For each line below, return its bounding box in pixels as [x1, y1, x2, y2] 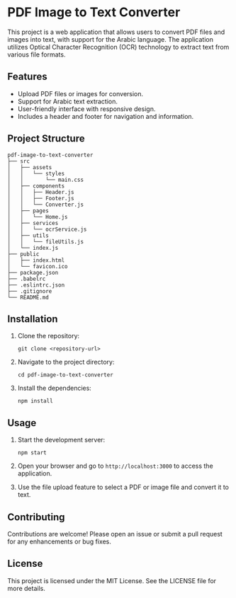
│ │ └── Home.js [7, 213, 69, 220]
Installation [7, 313, 58, 325]
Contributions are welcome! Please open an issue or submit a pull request [7, 530, 223, 538]
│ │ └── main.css [7, 176, 84, 183]
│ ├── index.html [7, 256, 65, 264]
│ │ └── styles [7, 170, 65, 177]
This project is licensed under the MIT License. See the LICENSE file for [7, 576, 217, 585]
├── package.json [7, 269, 59, 276]
